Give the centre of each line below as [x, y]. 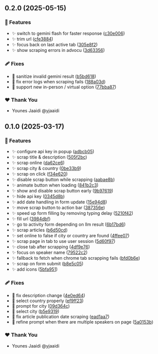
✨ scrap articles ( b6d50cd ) [40, 230]
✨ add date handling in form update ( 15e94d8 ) [59, 202]
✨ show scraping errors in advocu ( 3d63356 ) [58, 50]
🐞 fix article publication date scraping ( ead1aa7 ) [61, 317]
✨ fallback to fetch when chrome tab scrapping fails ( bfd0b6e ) [76, 258]
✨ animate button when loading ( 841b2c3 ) [55, 185]
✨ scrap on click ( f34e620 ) [40, 174]
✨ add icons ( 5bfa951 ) [35, 269]
